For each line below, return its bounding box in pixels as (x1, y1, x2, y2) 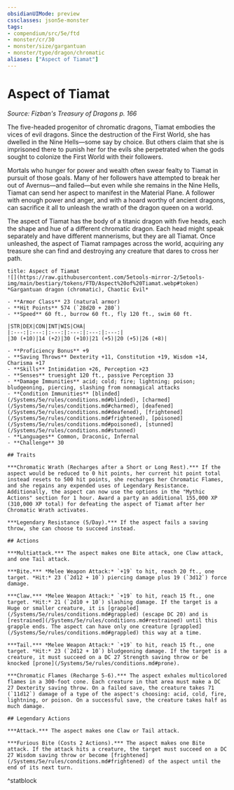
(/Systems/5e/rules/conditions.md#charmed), (7, 402, 139, 410)
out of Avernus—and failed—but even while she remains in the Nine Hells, (7, 181, 221, 189)
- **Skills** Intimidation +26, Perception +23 (7, 366, 149, 373)
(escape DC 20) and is (142, 611, 209, 618)
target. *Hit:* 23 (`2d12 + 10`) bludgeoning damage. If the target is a (7, 647, 228, 655)
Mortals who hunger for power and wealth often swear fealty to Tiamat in (7, 166, 219, 174)
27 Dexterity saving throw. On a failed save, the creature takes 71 (7, 684, 215, 691)
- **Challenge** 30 (7, 439, 64, 446)
